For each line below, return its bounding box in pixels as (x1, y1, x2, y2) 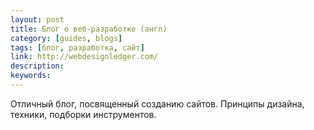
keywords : (10, 71, 52, 81)
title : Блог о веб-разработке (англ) (10, 24, 168, 34)
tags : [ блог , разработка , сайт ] (10, 42, 145, 53)
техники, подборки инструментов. (10, 108, 157, 120)
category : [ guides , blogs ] (10, 33, 123, 43)
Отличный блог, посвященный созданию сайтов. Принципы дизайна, (10, 97, 305, 110)
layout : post (10, 14, 65, 25)
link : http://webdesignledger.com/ (10, 52, 159, 62)
